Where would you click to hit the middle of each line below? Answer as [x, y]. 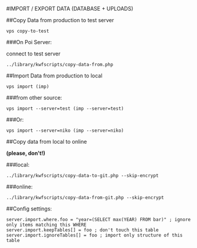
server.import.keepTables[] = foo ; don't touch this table [83, 230]
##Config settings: [29, 209]
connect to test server [33, 54]
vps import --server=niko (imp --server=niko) [65, 131]
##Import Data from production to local [54, 76]
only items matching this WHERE [46, 225]
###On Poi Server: [29, 42]
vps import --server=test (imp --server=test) [65, 108]
